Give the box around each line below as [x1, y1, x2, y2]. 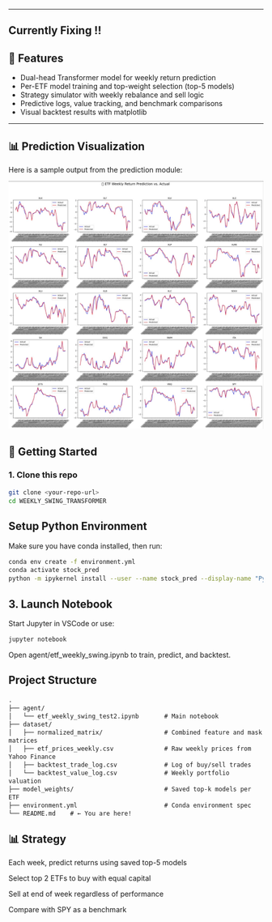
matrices [8, 736, 38, 745]
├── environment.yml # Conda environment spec [8, 801, 252, 809]
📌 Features [8, 51, 64, 65]
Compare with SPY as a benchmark [8, 905, 127, 915]
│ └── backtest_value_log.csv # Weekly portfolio [8, 769, 230, 777]
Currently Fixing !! [8, 23, 102, 37]
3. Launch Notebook [8, 597, 113, 611]
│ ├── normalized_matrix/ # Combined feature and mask [8, 728, 263, 736]
